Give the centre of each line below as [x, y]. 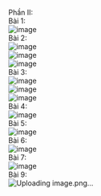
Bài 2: [18, 38]
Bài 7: [17, 157]
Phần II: [21, 12]
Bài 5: [18, 123]
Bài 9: [18, 174]
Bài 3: [18, 72]
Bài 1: [17, 21]
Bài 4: [18, 106]
